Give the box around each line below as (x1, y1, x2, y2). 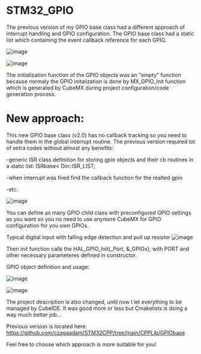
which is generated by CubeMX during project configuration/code (6, 84, 169, 91)
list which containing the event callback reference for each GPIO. (6, 36, 167, 43)
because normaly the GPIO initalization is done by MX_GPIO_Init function (6, 78, 186, 85)
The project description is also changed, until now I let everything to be (6, 298, 182, 305)
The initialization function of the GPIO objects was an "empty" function (6, 71, 181, 78)
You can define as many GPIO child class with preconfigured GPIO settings (6, 209, 191, 216)
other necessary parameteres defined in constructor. (6, 251, 137, 259)
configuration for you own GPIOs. (6, 222, 89, 229)
